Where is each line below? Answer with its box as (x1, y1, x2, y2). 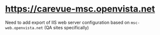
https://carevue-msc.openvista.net (5, 3, 155, 15)
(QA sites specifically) (44, 24, 89, 30)
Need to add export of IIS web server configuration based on (5, 19, 130, 25)
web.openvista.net (5, 25, 43, 30)
